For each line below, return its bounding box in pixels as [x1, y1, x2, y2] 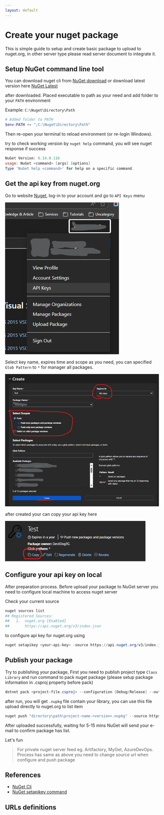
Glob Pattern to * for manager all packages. [5, 364, 94, 370]
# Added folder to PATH [5, 117, 54, 122]
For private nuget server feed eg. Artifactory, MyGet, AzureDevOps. [17, 746, 154, 752]
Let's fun [5, 737, 23, 743]
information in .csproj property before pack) [5, 679, 94, 685]
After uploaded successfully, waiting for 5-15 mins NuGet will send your [5, 722, 149, 728]
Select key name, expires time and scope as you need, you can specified [5, 359, 152, 365]
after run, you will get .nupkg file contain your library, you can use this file [5, 698, 152, 704]
